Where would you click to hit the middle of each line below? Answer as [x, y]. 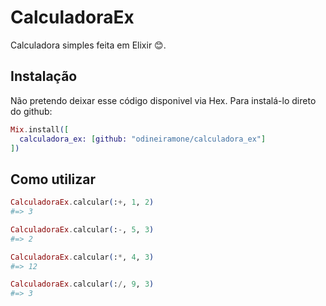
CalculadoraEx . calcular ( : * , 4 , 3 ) [82, 257]
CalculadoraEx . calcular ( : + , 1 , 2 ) [82, 202]
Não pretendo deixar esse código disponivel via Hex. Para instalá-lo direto [163, 100]
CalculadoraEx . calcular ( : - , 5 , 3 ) [82, 229]
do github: [31, 111]
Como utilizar [53, 179]
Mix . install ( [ [40, 129]
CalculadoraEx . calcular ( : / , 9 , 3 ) [82, 284]
